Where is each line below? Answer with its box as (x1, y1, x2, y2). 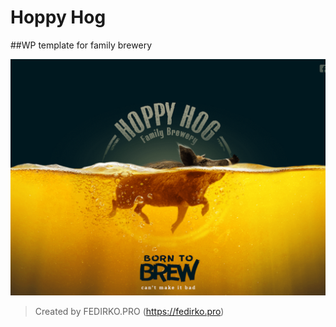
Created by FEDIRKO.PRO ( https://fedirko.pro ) (34, 305, 225, 317)
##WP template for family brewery (10, 39, 153, 51)
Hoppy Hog (10, 6, 107, 29)
